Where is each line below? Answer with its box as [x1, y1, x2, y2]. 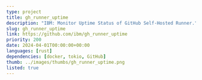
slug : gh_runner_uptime [6, 25, 66, 32]
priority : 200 [6, 37, 42, 43]
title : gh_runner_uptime [6, 14, 69, 20]
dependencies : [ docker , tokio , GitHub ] [6, 54, 106, 60]
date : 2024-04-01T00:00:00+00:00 [6, 43, 90, 49]
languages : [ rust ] [6, 48, 52, 54]
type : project [6, 8, 42, 15]
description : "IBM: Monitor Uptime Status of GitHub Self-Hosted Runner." [6, 20, 198, 26]
